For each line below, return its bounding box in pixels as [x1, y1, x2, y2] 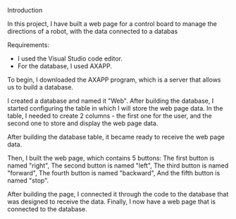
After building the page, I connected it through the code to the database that [7, 190, 229, 198]
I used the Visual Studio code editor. [17, 54, 123, 63]
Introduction [7, 6, 43, 14]
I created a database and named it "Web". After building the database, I [7, 96, 214, 105]
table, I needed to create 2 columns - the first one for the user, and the [7, 112, 213, 120]
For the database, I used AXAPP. [17, 62, 113, 70]
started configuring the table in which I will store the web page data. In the [7, 104, 223, 112]
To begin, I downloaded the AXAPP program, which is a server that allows [7, 75, 221, 84]
